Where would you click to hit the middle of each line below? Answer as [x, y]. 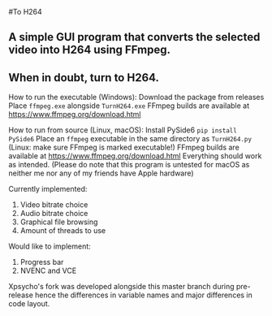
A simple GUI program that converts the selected [134, 37]
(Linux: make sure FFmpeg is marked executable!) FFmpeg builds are [124, 147]
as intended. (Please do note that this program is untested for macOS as [129, 165]
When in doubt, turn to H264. [84, 78]
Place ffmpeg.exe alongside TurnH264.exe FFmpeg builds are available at [129, 106]
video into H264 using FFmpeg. [89, 50]
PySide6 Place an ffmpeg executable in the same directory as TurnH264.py [130, 139]
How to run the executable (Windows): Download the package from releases [136, 97]
